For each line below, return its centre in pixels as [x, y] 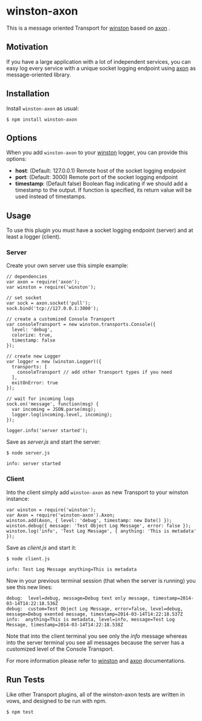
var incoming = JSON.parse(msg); [54, 410]
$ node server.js [28, 453]
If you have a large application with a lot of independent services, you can [99, 61]
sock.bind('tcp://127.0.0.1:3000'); [52, 309]
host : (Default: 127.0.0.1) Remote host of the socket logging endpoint [100, 171]
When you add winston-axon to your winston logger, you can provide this [97, 152]
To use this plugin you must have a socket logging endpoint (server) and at [100, 230]
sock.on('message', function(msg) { [52, 404]
